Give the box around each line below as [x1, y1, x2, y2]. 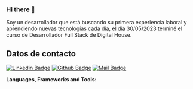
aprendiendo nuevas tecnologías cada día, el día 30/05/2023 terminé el [6, 25, 183, 32]
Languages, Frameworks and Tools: [6, 76, 97, 83]
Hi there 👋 [6, 5, 36, 14]
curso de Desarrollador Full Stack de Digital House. [6, 31, 132, 39]
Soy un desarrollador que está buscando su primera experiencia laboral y [6, 19, 187, 26]
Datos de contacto [6, 49, 76, 59]
